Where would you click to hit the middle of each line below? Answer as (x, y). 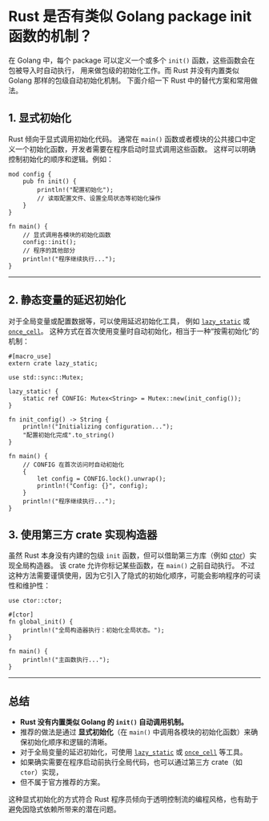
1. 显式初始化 (40, 118)
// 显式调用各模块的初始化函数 (67, 235)
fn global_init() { (41, 622)
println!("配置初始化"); (75, 189)
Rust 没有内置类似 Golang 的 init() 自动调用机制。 (104, 722)
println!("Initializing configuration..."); (98, 426)
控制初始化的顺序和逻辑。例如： (61, 159)
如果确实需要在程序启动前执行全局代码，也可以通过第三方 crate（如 (131, 762)
